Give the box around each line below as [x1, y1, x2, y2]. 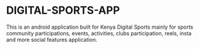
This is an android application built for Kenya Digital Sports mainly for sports [6, 23, 194, 30]
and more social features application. [6, 36, 97, 43]
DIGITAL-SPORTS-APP [6, 4, 120, 17]
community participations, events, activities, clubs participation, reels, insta [6, 29, 192, 36]
